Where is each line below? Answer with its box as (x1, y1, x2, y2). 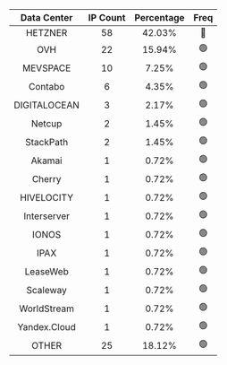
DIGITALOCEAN (13, 99, 80, 111)
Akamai (30, 154, 63, 167)
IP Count (88, 12, 126, 23)
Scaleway (26, 283, 67, 296)
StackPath (25, 135, 69, 148)
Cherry (31, 172, 62, 185)
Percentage (133, 12, 185, 23)
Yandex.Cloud (17, 320, 76, 333)
